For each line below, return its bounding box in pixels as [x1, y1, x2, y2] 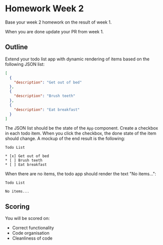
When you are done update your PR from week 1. [5, 28, 104, 34]
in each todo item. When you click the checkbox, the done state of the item [5, 131, 157, 136]
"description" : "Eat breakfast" [14, 107, 80, 112]
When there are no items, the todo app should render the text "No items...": [5, 171, 157, 177]
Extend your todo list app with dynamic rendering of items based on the [5, 56, 150, 62]
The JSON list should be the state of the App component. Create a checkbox [5, 125, 158, 131]
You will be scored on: [5, 216, 50, 221]
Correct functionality [12, 225, 54, 231]
